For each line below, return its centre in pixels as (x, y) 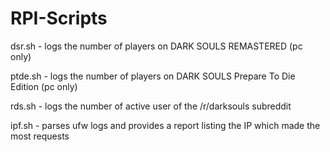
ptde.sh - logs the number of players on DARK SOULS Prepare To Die (153, 76)
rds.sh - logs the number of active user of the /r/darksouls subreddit (151, 106)
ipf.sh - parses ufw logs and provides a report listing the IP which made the (165, 125)
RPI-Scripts (59, 18)
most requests (40, 136)
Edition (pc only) (44, 86)
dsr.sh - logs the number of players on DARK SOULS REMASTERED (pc (156, 46)
